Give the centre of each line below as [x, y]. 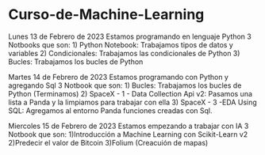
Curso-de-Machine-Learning [106, 15]
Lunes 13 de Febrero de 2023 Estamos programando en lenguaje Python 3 [130, 36]
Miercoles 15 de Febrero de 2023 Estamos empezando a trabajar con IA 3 [129, 126]
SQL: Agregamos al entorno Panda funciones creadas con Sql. [110, 110]
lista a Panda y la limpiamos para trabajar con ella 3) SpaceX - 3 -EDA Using [133, 102]
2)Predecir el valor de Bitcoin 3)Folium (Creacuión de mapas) [108, 142]
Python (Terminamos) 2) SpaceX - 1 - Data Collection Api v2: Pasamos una [130, 93]
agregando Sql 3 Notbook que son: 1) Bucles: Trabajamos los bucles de [125, 85]
